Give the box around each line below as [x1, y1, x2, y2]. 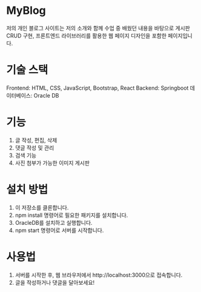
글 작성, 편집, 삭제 [15, 136, 58, 144]
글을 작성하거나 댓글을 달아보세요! [15, 279, 95, 286]
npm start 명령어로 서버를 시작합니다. [15, 227, 104, 234]
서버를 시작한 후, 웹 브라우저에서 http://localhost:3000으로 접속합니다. [15, 271, 183, 279]
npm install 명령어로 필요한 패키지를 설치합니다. [15, 211, 128, 219]
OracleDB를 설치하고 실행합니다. [15, 219, 93, 226]
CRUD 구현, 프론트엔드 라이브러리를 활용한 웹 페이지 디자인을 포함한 [6, 32, 167, 39]
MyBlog [6, 4, 47, 18]
